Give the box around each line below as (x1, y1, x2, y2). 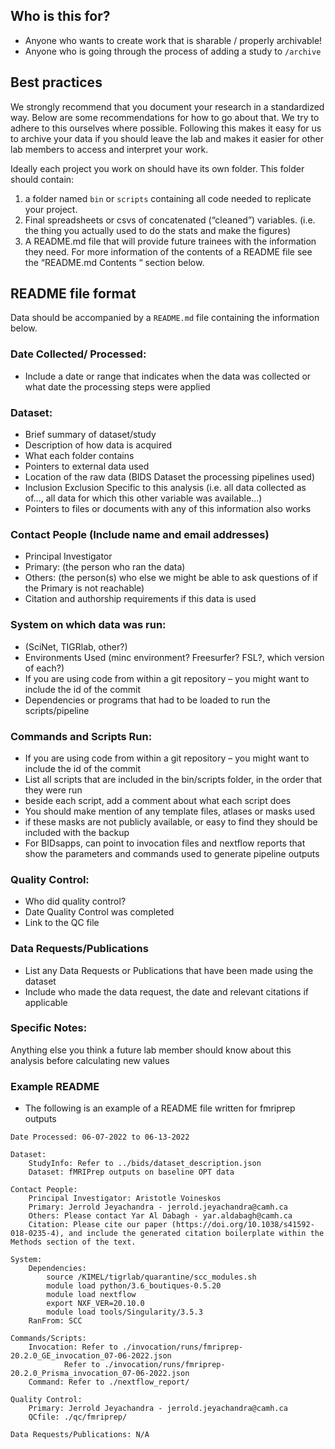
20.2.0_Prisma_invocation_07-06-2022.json (10, 1369, 190, 1379)
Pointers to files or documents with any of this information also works (24, 503, 312, 515)
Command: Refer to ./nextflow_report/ (28, 1377, 190, 1388)
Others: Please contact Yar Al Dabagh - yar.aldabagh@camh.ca (28, 1211, 293, 1221)
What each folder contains (24, 450, 135, 462)
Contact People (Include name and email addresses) (10, 527, 270, 541)
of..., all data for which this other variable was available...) (24, 492, 263, 504)
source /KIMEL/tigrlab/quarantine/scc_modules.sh (46, 1272, 257, 1283)
